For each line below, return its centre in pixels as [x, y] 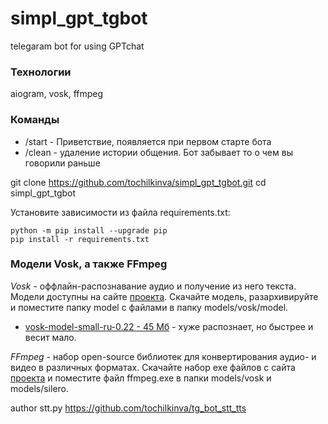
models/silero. [40, 388]
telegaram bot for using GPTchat [77, 46]
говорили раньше [62, 163]
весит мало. [50, 337]
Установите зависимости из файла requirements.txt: [120, 212]
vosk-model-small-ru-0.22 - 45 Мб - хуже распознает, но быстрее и [169, 326]
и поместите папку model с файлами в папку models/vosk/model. [149, 307]
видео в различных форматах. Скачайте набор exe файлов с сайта [153, 367]
